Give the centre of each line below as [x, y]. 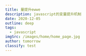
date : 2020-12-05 [23, 19]
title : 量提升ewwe [23, 9]
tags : [11, 28]
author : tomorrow [23, 41]
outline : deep [20, 23]
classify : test [21, 46]
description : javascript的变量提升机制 [43, 14]
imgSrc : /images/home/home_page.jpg [43, 37]
